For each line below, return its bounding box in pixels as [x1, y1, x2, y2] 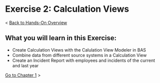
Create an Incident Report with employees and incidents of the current [12, 57, 155, 63]
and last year [12, 62, 39, 68]
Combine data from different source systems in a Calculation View [12, 52, 147, 58]
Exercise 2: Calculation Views [5, 3, 129, 15]
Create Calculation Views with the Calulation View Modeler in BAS [12, 47, 146, 53]
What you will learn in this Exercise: [5, 34, 117, 42]
